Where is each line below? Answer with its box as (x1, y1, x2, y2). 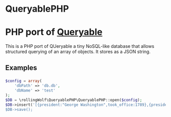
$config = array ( (5, 78, 42, 84)
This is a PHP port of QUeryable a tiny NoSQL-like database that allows (5, 43, 154, 49)
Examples (5, 63, 37, 72)
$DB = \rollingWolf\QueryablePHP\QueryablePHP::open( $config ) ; (5, 97, 142, 102)
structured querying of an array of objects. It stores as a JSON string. (5, 49, 151, 55)
